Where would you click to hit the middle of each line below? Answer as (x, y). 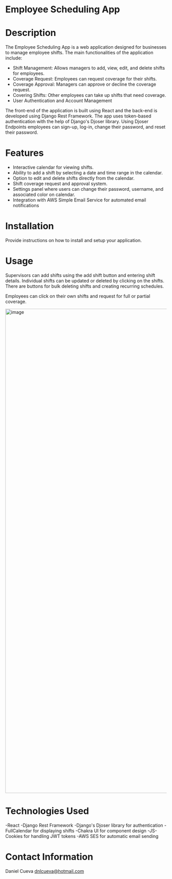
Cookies (14, 836)
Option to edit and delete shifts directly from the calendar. (73, 178)
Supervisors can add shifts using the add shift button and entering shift (80, 275)
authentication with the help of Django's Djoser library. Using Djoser (77, 122)
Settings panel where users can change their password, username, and (88, 189)
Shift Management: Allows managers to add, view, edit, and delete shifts (89, 68)
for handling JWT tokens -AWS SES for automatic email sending (91, 836)
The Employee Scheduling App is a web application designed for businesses (86, 47)
